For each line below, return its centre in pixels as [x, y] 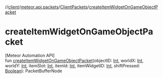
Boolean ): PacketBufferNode [33, 71]
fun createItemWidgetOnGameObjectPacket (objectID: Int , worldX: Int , [74, 61]
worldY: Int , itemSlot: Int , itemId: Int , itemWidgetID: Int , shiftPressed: [73, 65]
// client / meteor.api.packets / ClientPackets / [47, 7]
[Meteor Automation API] [30, 55]
